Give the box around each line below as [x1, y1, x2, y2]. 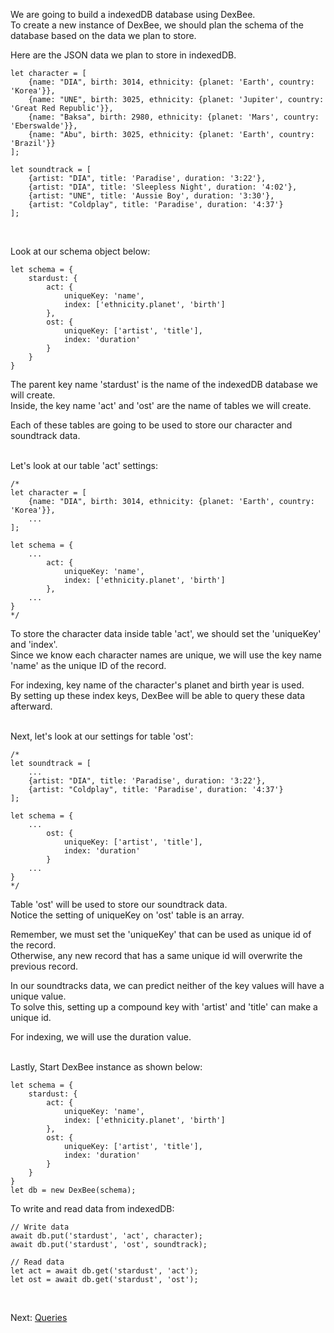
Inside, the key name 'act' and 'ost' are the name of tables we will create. [10, 400, 312, 411]
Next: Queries [10, 1312, 68, 1323]
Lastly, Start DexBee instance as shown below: [10, 1061, 203, 1073]
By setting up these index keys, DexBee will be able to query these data [10, 690, 306, 701]
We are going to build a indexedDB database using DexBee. [10, 9, 256, 20]
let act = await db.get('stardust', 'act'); [10, 1266, 199, 1276]
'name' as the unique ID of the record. [10, 660, 167, 671]
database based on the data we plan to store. [10, 30, 197, 41]
